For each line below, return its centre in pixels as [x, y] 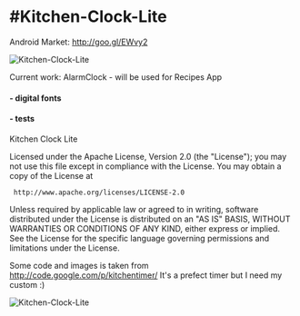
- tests [22, 119]
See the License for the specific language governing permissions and [140, 238]
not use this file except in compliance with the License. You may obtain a [145, 166]
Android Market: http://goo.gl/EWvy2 [79, 42]
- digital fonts [35, 98]
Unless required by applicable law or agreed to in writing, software [134, 209]
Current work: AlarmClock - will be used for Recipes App [116, 77]
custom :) [27, 284]
